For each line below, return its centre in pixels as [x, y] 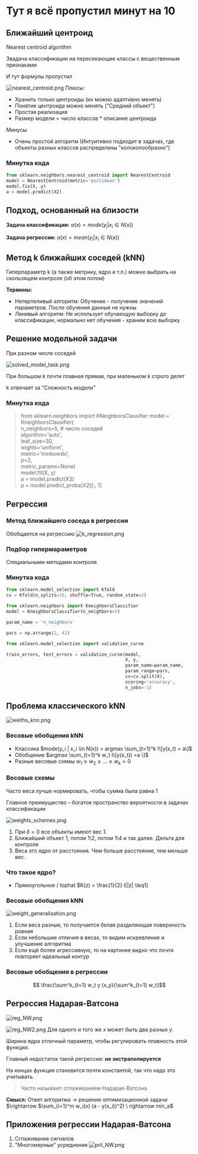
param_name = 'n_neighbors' [41, 622]
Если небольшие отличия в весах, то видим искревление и [89, 938]
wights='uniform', [42, 448]
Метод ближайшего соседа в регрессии [67, 521]
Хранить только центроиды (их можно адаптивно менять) [88, 99]
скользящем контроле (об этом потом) [56, 278]
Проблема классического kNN [66, 706]
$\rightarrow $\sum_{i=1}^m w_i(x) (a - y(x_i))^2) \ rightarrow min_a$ [90, 1106]
